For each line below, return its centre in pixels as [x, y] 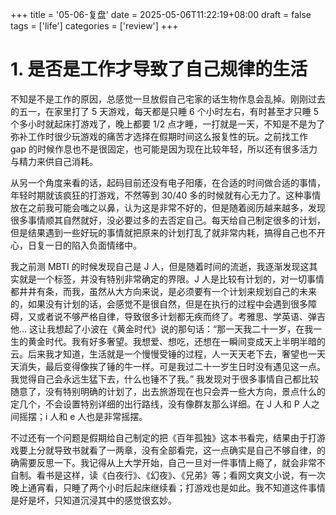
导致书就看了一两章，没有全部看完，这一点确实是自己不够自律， [185, 450]
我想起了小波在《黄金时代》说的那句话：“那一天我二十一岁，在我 [180, 329]
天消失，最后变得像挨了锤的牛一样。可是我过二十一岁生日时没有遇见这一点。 [168, 366]
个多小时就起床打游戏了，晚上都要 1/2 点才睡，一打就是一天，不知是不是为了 [168, 124]
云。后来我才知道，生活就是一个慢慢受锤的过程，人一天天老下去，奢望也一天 [168, 354]
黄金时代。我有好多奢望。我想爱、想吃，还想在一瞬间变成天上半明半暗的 [176, 341]
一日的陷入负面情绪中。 [93, 245]
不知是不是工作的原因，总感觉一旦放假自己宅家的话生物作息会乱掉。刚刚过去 [168, 99]
